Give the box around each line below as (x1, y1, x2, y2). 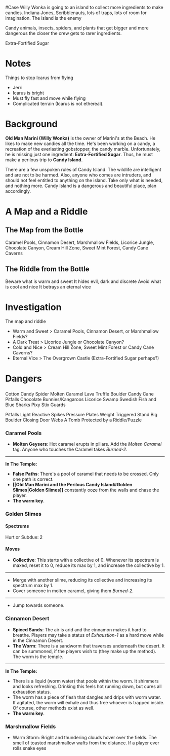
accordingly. (5, 188, 31, 194)
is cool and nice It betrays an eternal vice (5, 283, 91, 290)
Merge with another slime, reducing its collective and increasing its (12, 577, 152, 583)
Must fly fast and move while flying (12, 95, 86, 101)
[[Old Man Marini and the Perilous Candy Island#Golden (12, 482, 133, 488)
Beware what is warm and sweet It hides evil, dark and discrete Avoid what (5, 278, 161, 284)
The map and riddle (5, 318, 47, 324)
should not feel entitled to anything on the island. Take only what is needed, (5, 177, 163, 183)
